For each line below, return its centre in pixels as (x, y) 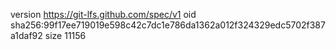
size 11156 (65, 35)
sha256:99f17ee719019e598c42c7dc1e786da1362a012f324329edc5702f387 (168, 25)
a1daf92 (26, 35)
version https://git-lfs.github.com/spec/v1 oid (103, 14)
